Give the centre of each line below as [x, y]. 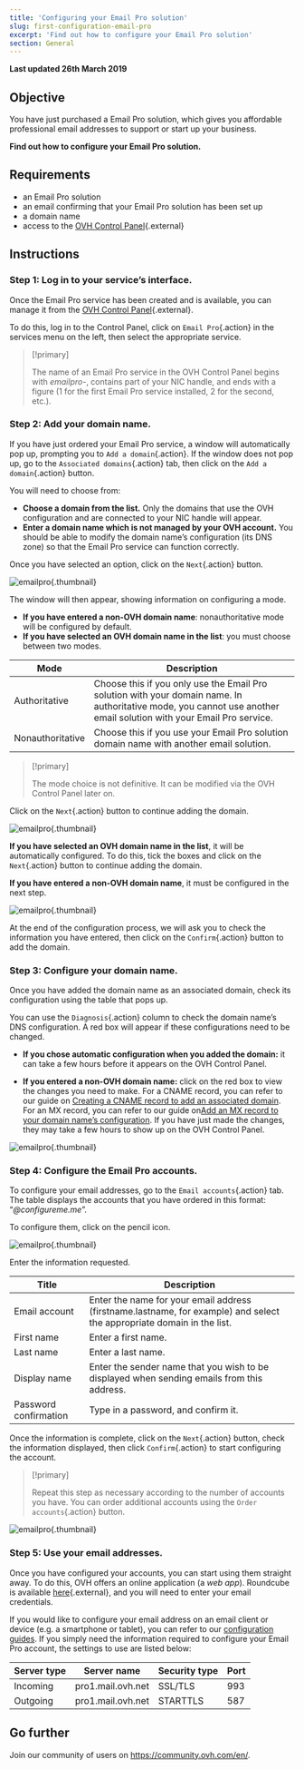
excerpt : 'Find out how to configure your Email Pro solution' [131, 34]
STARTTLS [181, 1700]
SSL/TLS [176, 1686]
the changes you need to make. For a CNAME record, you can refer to [152, 1091]
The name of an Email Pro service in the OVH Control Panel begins [156, 372]
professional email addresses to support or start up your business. [133, 129]
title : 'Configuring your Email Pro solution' [99, 18]
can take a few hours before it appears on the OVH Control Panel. [144, 1064]
